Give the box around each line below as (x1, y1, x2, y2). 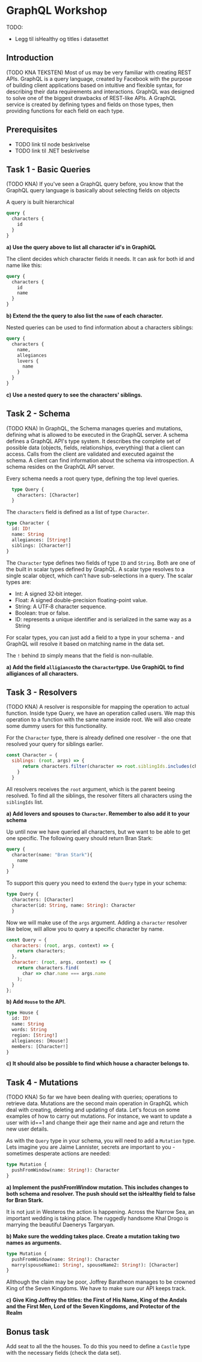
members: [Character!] (11, 1043, 69, 1049)
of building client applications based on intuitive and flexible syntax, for (6, 81, 183, 89)
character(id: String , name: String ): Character (11, 902, 136, 908)
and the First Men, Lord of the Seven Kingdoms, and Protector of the (6, 1303, 180, 1310)
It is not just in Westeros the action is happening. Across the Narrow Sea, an (6, 1208, 195, 1215)
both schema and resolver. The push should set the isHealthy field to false (6, 1190, 196, 1197)
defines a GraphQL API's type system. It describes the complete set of (6, 438, 182, 445)
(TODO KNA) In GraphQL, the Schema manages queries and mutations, (6, 424, 183, 432)
